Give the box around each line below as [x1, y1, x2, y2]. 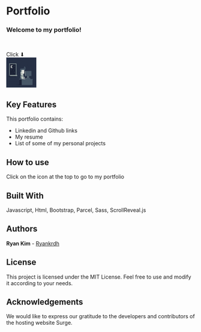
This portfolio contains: [6, 115, 64, 122]
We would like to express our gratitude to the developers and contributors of [6, 313, 195, 320]
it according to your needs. [6, 279, 73, 286]
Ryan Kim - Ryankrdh [6, 240, 60, 247]
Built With [6, 190, 44, 201]
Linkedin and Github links [14, 127, 78, 134]
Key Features [6, 99, 57, 109]
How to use [6, 157, 49, 168]
